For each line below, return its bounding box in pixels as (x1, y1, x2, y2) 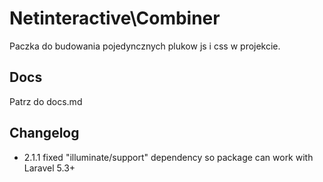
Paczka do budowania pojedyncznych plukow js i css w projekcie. (9, 40, 281, 52)
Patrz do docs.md (9, 95, 83, 107)
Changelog (9, 125, 80, 142)
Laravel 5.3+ (23, 162, 76, 174)
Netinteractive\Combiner (9, 7, 221, 30)
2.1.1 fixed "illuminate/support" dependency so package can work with (23, 151, 314, 163)
